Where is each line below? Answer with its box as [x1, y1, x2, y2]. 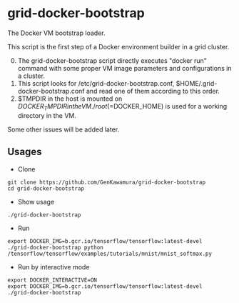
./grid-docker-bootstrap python [7, 244, 103, 251]
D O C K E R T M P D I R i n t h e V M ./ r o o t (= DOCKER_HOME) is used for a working [17, 101, 228, 112]
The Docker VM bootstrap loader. [7, 29, 106, 37]
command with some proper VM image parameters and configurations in [17, 64, 232, 72]
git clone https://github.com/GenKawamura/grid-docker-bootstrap [7, 179, 205, 186]
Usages [7, 146, 42, 158]
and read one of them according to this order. [86, 86, 220, 95]
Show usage [17, 197, 55, 206]
